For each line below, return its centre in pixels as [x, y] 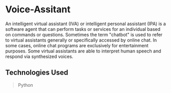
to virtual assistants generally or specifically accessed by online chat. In [81, 40]
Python [25, 85]
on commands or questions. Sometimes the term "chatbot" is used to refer [84, 34]
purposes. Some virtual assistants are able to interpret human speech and [83, 51]
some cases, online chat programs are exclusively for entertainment [77, 45]
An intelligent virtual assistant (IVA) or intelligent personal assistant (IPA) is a [86, 24]
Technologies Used [37, 73]
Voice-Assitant [38, 10]
